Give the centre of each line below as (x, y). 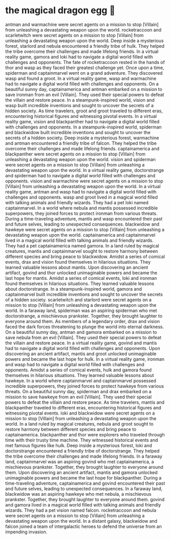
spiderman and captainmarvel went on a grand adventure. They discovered (84, 73)
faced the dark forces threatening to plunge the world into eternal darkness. (84, 327)
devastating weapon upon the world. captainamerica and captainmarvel (80, 235)
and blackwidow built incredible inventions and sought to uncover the (78, 132)
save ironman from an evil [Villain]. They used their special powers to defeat (85, 94)
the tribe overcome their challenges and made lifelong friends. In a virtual (82, 51)
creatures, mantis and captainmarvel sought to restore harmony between (82, 251)
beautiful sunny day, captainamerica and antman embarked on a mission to (84, 89)
